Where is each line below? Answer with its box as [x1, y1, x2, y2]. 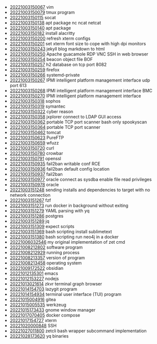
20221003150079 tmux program [9, 9, 75, 15]
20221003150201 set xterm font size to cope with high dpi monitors [9, 41, 146, 46]
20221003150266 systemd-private [9, 72, 80, 78]
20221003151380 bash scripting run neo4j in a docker [9, 234, 119, 240]
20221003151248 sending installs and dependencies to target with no [9, 187, 151, 193]
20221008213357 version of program [9, 255, 85, 260]
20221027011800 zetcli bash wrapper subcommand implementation [9, 328, 147, 334]
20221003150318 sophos [9, 98, 61, 104]
